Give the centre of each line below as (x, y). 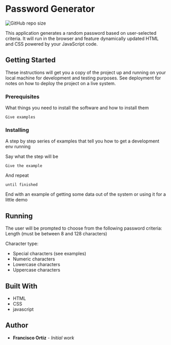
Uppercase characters (36, 270)
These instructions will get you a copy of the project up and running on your (85, 72)
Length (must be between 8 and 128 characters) (56, 234)
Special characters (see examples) (49, 254)
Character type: (22, 243)
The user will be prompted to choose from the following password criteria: (84, 228)
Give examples (21, 117)
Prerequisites (22, 96)
